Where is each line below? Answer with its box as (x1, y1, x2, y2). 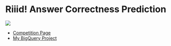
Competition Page (12, 29, 51, 36)
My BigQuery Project (12, 35, 57, 41)
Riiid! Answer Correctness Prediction (5, 4, 166, 15)
